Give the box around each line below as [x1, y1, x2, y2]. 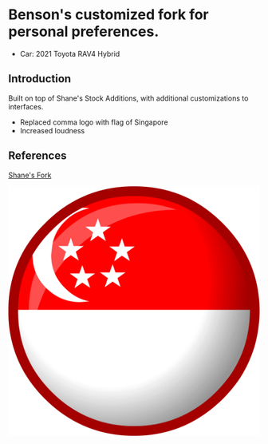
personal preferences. [8, 22, 160, 41]
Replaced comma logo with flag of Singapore [19, 117, 169, 127]
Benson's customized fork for [8, 6, 209, 24]
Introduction [8, 72, 72, 85]
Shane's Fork [8, 170, 52, 180]
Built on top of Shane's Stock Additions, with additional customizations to [8, 93, 249, 103]
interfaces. [8, 101, 44, 111]
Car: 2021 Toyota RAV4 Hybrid [19, 49, 120, 58]
